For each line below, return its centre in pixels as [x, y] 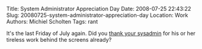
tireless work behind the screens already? [59, 40]
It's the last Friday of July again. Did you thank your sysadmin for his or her [101, 33]
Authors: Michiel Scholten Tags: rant [52, 21]
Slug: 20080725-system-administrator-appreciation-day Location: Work [97, 15]
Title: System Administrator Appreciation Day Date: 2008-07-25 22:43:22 [99, 9]
